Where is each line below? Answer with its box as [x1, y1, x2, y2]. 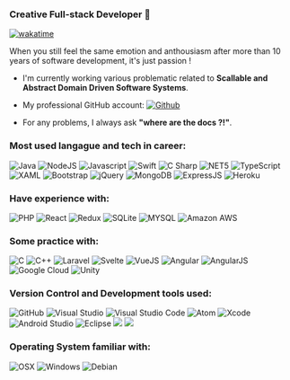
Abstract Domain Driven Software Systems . [22, 83, 189, 93]
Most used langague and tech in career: [9, 139, 187, 152]
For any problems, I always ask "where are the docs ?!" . [22, 117, 233, 128]
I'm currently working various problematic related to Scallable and [22, 73, 268, 84]
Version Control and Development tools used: [9, 287, 213, 300]
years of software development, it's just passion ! [9, 56, 191, 66]
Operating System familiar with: [9, 340, 151, 353]
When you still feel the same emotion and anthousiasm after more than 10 [9, 46, 281, 57]
